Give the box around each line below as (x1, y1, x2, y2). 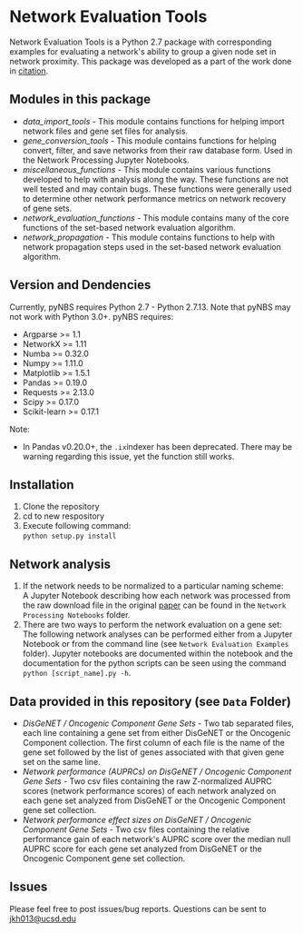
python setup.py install (22, 531, 117, 541)
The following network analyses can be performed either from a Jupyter (22, 629, 293, 640)
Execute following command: (22, 521, 132, 531)
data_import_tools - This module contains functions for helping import (22, 115, 285, 126)
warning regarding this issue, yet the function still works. (22, 451, 235, 462)
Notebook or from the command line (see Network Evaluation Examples (22, 639, 289, 650)
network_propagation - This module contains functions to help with (22, 232, 275, 243)
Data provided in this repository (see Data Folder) (9, 693, 292, 710)
